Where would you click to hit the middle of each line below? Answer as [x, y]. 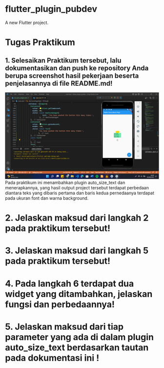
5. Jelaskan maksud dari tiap [64, 327]
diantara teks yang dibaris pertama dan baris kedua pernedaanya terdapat [80, 193]
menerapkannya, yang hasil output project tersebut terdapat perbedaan [77, 187]
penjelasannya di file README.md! [59, 83]
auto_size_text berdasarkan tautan [77, 347]
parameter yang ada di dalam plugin [79, 337]
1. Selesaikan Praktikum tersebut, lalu [63, 60]
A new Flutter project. [27, 23]
